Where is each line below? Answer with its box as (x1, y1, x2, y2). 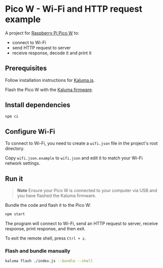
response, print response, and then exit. (5, 225, 86, 231)
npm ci (5, 114, 19, 119)
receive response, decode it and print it (12, 50, 92, 56)
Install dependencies (5, 101, 70, 109)
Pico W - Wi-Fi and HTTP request (5, 3, 142, 15)
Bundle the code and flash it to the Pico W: (5, 202, 91, 208)
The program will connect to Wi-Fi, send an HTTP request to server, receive (5, 220, 158, 226)
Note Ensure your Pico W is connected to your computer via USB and (17, 188, 158, 194)
